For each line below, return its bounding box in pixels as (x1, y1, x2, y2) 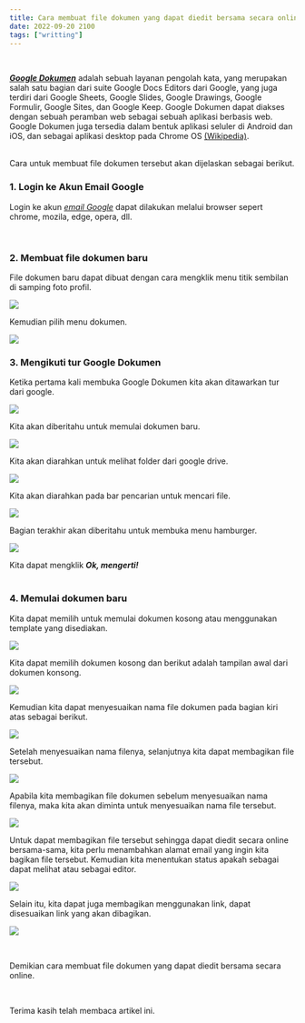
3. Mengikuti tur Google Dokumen (9, 356, 162, 368)
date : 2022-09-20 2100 (9, 22, 95, 31)
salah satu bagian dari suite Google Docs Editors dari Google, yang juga (9, 83, 279, 94)
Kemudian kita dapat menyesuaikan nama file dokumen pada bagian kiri (9, 701, 279, 712)
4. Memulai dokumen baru (9, 592, 128, 605)
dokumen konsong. (9, 667, 82, 677)
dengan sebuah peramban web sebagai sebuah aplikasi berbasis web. (9, 111, 273, 123)
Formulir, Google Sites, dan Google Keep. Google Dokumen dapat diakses (9, 102, 285, 113)
